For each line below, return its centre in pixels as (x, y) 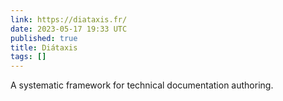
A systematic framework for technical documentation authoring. (142, 85)
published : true (44, 38)
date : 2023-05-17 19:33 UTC (69, 29)
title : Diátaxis (44, 47)
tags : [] (28, 57)
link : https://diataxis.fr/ (69, 19)
